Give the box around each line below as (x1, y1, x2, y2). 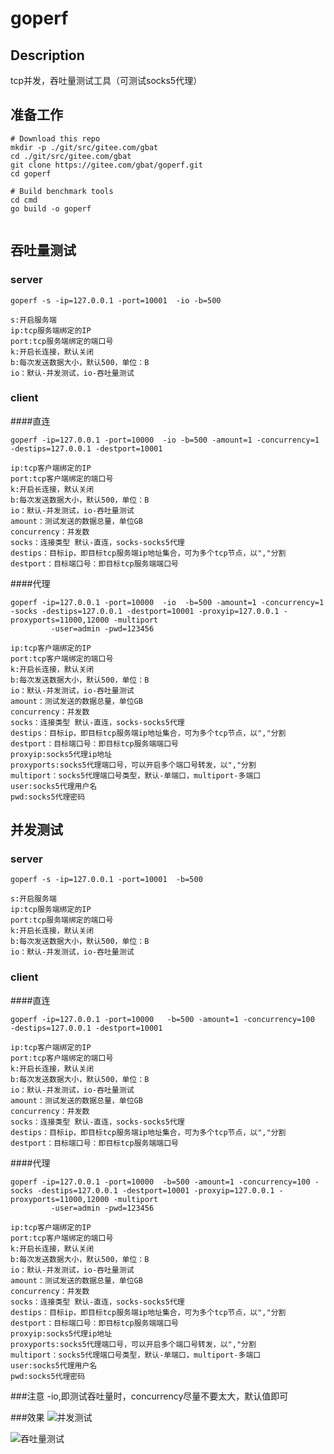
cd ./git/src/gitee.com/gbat (10, 151, 132, 161)
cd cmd (10, 195, 38, 205)
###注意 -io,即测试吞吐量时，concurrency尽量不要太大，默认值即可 (10, 1390, 289, 1402)
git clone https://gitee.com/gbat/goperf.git (10, 160, 203, 170)
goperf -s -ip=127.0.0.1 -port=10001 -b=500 (10, 875, 203, 885)
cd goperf (10, 168, 52, 179)
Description (10, 47, 85, 64)
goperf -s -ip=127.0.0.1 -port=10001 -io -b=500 (10, 295, 222, 306)
